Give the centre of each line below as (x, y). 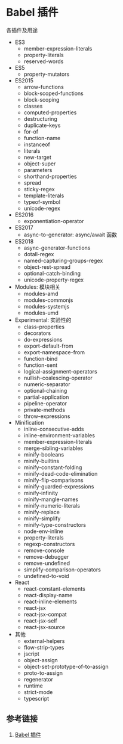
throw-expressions (47, 416)
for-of (31, 131)
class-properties (44, 327)
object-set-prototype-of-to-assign (66, 666)
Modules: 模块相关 (38, 287)
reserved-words (44, 61)
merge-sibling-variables (53, 448)
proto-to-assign (43, 673)
